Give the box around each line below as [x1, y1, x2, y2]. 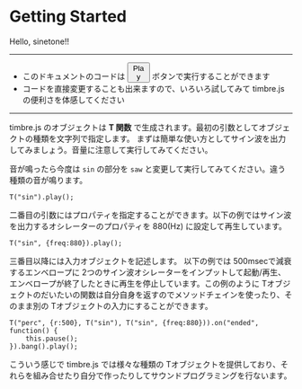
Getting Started [9, 6, 128, 27]
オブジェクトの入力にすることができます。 [55, 300, 213, 311]
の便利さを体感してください [22, 94, 125, 105]
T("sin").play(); [9, 192, 75, 201]
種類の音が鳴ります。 [9, 174, 88, 185]
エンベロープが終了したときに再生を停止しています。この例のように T [9, 278, 268, 288]
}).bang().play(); [9, 341, 78, 351]
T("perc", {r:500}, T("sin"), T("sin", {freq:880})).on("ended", [9, 318, 259, 327]
